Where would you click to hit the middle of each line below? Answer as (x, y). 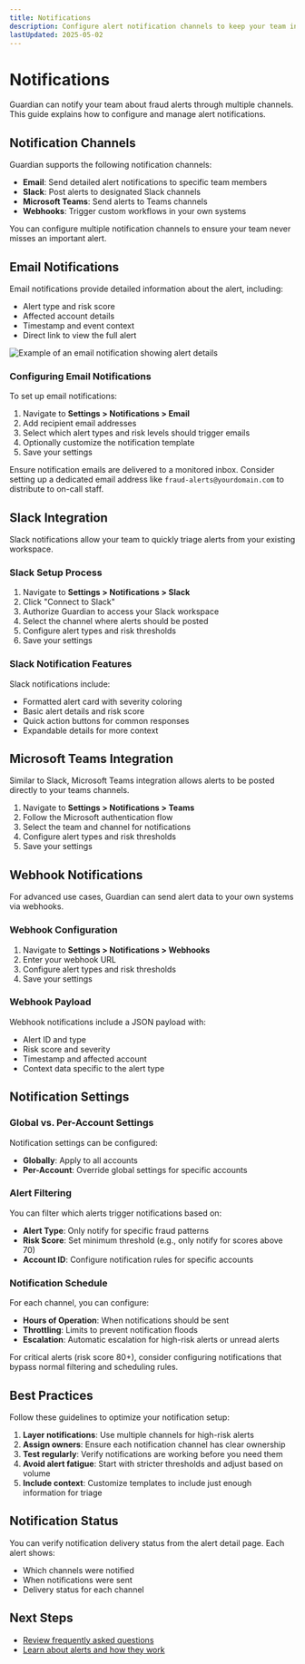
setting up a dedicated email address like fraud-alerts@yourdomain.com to (147, 480)
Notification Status (64, 1521)
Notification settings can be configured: (84, 1142)
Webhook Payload (50, 1002)
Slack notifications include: (60, 684)
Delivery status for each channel (83, 1590)
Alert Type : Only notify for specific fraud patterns (116, 1230)
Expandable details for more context (90, 730)
